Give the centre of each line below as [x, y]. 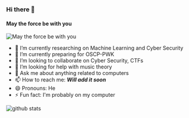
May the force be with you [39, 24]
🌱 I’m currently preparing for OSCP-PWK [64, 54]
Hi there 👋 [21, 9]
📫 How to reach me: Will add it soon [60, 80]
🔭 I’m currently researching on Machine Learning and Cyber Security [99, 48]
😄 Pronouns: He [35, 88]
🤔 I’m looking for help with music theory [63, 67]
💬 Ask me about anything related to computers [72, 73]
